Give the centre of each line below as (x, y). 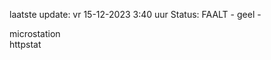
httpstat (25, 44)
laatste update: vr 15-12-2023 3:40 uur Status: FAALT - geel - (135, 14)
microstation (35, 33)
